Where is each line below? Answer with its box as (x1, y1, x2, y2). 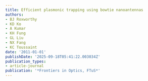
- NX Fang (5, 40, 26, 45)
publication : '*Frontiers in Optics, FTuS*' (5, 68, 101, 73)
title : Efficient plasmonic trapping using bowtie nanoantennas (5, 7, 143, 13)
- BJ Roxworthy (5, 17, 37, 22)
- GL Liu (5, 36, 24, 41)
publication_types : (5, 59, 46, 64)
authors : (5, 12, 24, 17)
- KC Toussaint (5, 45, 37, 50)
